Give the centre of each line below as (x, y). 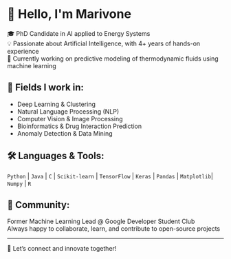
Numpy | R (19, 183)
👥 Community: (38, 205)
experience (23, 51)
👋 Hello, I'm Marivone (69, 14)
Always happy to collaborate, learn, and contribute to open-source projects (114, 229)
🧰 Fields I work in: (46, 88)
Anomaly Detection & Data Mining (65, 133)
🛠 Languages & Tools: (56, 156)
